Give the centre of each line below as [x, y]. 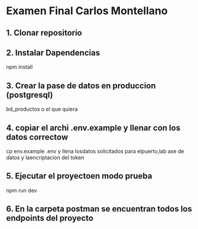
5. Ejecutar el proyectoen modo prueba [79, 176]
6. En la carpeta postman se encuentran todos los [99, 209]
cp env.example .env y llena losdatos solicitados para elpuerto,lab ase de [95, 151]
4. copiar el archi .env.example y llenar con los [93, 128]
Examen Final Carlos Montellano [87, 11]
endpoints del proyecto [50, 218]
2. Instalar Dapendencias [53, 52]
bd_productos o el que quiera [42, 109]
